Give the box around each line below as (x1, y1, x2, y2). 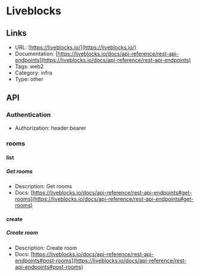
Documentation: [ (14, 50, 58, 57)
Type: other (14, 76, 44, 82)
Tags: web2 (14, 63, 44, 70)
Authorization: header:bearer (14, 124, 87, 131)
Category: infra (14, 69, 53, 76)
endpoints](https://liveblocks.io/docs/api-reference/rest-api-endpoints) (14, 57, 191, 63)
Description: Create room (14, 244, 78, 252)
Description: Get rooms (14, 183, 73, 190)
